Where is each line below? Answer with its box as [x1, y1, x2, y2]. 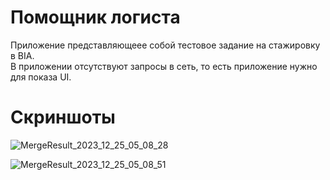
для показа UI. [10, 71, 72, 83]
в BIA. [10, 49, 35, 61]
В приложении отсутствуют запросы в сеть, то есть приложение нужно [10, 60, 318, 72]
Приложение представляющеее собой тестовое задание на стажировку [10, 39, 321, 51]
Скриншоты [10, 106, 116, 129]
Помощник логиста [10, 6, 181, 29]
